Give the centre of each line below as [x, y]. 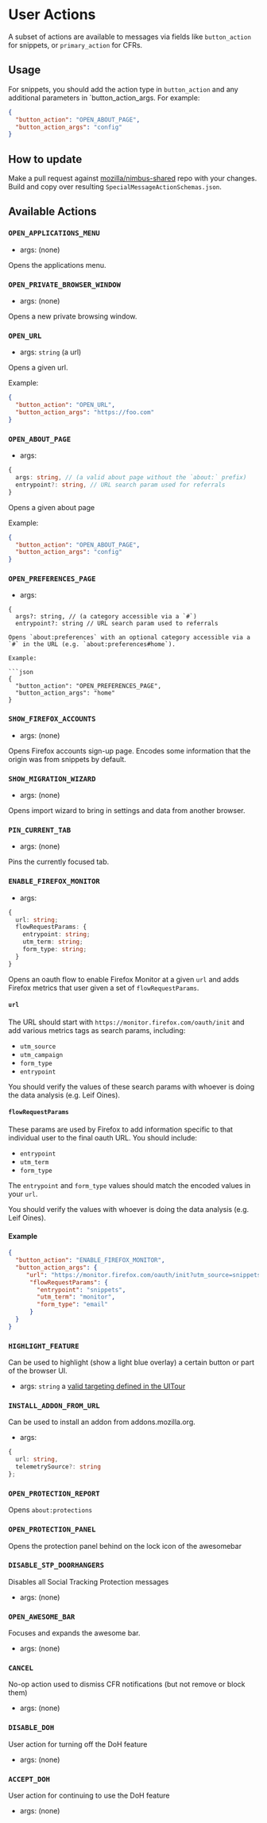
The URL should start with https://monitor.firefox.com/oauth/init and [126, 1022]
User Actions [52, 15]
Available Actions [52, 212]
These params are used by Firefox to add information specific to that [120, 1129]
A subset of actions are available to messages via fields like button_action [130, 37]
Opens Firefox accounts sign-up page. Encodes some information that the [130, 751]
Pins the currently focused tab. [59, 862]
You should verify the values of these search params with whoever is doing [132, 1086]
